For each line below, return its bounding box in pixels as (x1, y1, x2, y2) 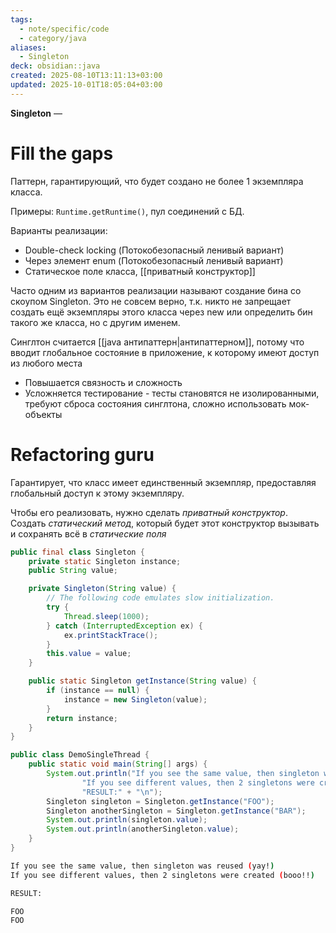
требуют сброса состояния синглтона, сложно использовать (24, 397, 287, 410)
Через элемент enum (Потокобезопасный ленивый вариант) (24, 254, 284, 266)
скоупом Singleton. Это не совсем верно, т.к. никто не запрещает (10, 295, 292, 307)
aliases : (10, 42, 47, 53)
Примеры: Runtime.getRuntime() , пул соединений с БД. (10, 205, 245, 217)
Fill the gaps (10, 142, 114, 165)
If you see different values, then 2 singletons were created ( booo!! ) (10, 870, 315, 880)
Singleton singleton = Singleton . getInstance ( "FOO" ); (46, 796, 275, 806)
